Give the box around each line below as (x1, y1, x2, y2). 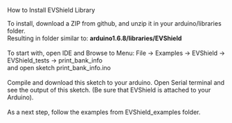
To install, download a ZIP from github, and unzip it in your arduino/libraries (7, 19, 222, 27)
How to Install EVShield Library (7, 6, 96, 14)
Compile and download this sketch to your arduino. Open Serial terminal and (7, 79, 225, 86)
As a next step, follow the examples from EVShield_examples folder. (7, 108, 201, 116)
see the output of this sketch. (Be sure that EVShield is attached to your (7, 86, 211, 94)
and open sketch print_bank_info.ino (7, 64, 111, 72)
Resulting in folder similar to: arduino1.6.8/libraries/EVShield (7, 34, 182, 42)
